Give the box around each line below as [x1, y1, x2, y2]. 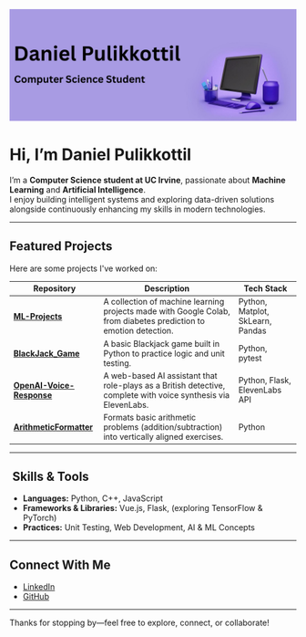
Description [144, 283, 190, 294]
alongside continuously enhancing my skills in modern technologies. [9, 204, 266, 214]
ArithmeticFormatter [13, 422, 94, 433]
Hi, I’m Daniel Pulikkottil [9, 144, 192, 165]
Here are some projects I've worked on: [9, 263, 158, 274]
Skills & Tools [12, 469, 89, 485]
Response [13, 389, 53, 401]
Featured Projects [9, 238, 113, 255]
